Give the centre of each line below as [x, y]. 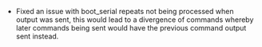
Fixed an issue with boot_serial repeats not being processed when [125, 11]
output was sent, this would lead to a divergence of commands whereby [135, 20]
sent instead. [37, 36]
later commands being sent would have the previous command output [131, 28]
